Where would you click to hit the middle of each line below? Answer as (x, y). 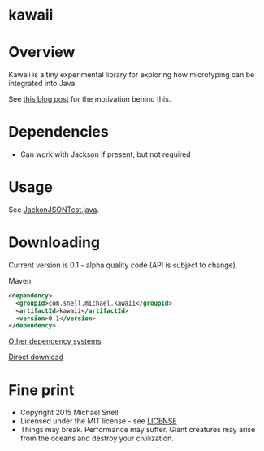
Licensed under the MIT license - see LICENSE (98, 421)
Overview (42, 52)
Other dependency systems (55, 341)
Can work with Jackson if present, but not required (105, 154)
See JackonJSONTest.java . (54, 210)
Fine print (41, 390)
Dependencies (58, 132)
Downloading (54, 243)
